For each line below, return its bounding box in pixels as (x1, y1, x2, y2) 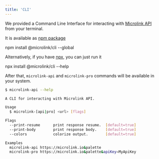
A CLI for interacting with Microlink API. (5, 96, 95, 101)
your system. (5, 78, 32, 84)
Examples (5, 141, 23, 145)
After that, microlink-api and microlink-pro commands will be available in (5, 72, 155, 78)
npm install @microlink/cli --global (5, 44, 74, 50)
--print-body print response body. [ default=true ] (9, 127, 137, 132)
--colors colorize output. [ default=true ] (9, 132, 137, 137)
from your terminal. (5, 25, 44, 32)
